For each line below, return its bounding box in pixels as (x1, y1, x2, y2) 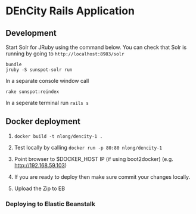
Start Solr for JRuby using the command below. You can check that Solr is (5, 44, 187, 51)
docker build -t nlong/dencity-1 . (14, 133, 103, 139)
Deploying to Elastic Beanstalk (5, 200, 96, 208)
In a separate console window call (5, 77, 89, 84)
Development (5, 28, 57, 38)
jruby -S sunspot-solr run (5, 67, 73, 73)
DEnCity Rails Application (5, 4, 135, 18)
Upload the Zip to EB (14, 185, 66, 192)
